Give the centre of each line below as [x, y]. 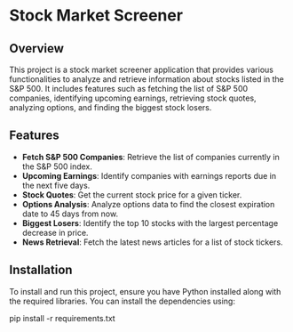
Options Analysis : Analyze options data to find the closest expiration [148, 204]
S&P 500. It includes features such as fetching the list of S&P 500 [129, 89]
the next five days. [56, 185]
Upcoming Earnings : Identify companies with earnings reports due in [149, 175]
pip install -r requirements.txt [62, 318]
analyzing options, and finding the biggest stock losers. [111, 107]
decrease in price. [55, 232]
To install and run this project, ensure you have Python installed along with [145, 291]
